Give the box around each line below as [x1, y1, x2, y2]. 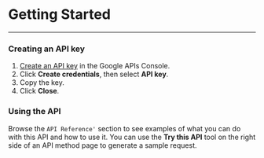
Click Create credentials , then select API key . [19, 69, 169, 79]
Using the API [8, 106, 61, 117]
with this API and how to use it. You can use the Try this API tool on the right [8, 132, 256, 141]
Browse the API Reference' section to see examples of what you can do [8, 123, 241, 133]
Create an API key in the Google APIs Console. [19, 61, 170, 71]
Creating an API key [8, 43, 85, 54]
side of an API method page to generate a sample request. [8, 140, 198, 150]
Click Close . [19, 86, 60, 96]
